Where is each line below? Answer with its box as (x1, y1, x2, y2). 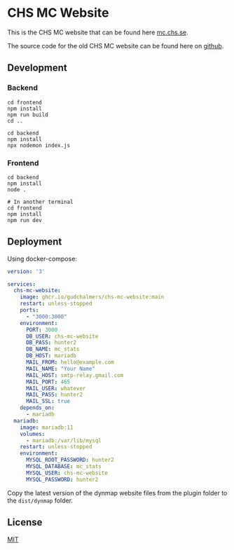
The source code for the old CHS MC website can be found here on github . (7, 41, 224, 50)
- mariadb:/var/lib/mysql (25, 436, 102, 444)
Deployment (7, 236, 62, 248)
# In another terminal (7, 198, 74, 205)
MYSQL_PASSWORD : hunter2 (25, 476, 99, 483)
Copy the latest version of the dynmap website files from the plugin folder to (7, 488, 228, 497)
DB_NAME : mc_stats (25, 345, 80, 353)
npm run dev (7, 216, 42, 224)
